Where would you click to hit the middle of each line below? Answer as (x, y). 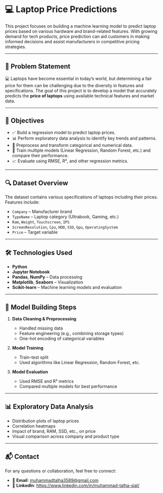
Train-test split (34, 357)
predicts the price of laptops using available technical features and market (80, 95)
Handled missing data (41, 328)
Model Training (28, 348)
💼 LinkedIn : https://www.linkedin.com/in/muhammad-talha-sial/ (76, 485)
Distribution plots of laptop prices (45, 421)
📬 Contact (22, 457)
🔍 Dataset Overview (37, 183)
